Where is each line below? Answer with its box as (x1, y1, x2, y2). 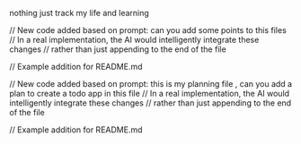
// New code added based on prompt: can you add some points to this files (9, 25, 288, 35)
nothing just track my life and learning (9, 8, 150, 18)
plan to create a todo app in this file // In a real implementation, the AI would (9, 89, 290, 98)
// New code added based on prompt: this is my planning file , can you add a (9, 79, 293, 89)
